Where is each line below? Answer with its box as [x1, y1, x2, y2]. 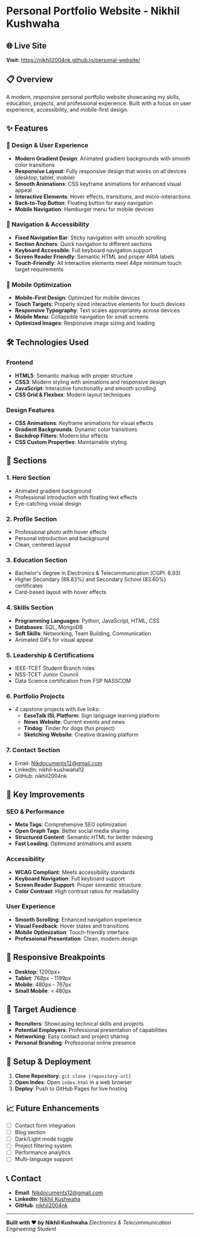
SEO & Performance [6, 807, 65, 815]
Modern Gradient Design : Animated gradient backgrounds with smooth [14, 155, 190, 162]
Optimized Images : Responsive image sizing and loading [14, 319, 155, 327]
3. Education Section [6, 556, 68, 564]
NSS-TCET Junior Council [14, 670, 79, 678]
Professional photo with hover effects [14, 528, 107, 535]
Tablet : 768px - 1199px [14, 974, 71, 981]
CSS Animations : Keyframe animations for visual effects [14, 420, 154, 427]
